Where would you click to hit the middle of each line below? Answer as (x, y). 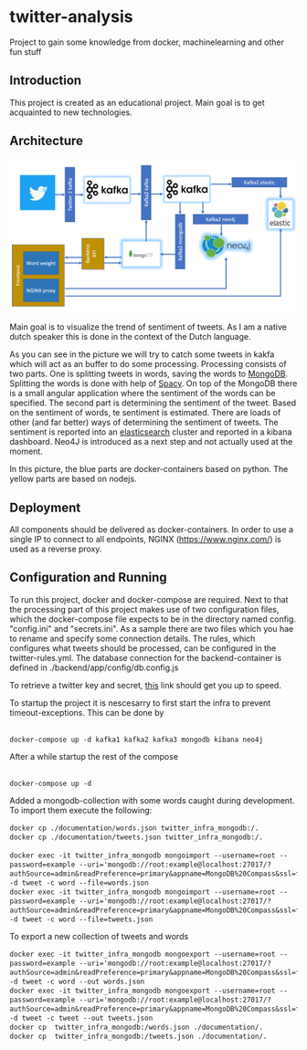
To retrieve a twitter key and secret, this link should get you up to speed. (145, 685)
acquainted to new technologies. (71, 112)
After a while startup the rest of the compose (94, 756)
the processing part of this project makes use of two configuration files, (144, 609)
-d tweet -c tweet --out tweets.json (81, 1018)
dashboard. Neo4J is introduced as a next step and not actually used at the (151, 442)
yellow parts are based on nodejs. (73, 479)
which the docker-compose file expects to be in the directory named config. (153, 619)
